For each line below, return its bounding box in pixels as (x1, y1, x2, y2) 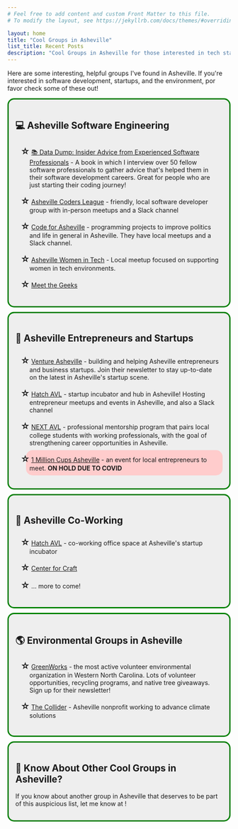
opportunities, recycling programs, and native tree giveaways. (29, 679, 210, 687)
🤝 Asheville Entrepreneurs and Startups (15, 333, 194, 345)
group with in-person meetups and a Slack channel (29, 206, 179, 214)
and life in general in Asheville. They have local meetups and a (29, 231, 211, 240)
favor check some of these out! (7, 84, 99, 92)
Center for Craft (30, 564, 78, 573)
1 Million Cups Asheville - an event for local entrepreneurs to (30, 455, 208, 464)
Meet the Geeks (30, 281, 78, 289)
